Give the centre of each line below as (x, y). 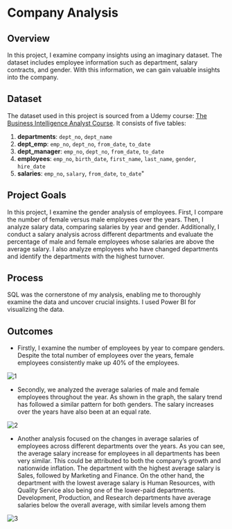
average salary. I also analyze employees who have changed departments (113, 249)
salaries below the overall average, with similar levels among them (111, 505)
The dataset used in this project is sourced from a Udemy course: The (107, 115)
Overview (29, 39)
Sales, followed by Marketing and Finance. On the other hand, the (111, 476)
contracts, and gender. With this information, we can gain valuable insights (114, 70)
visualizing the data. (36, 310)
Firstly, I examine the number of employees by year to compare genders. (121, 348)
